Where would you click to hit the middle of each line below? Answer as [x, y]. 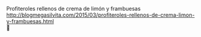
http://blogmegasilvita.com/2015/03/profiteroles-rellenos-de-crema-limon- [100, 15]
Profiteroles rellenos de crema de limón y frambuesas [74, 9]
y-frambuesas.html [30, 21]
